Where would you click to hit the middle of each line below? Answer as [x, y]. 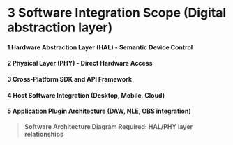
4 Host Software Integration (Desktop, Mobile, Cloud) [86, 95]
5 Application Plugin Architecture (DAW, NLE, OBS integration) [99, 111]
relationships [44, 134]
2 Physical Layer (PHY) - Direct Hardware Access [80, 63]
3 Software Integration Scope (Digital [117, 13]
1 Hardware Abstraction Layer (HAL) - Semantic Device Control [100, 47]
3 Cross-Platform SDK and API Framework [70, 79]
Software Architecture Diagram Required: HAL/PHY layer [108, 126]
